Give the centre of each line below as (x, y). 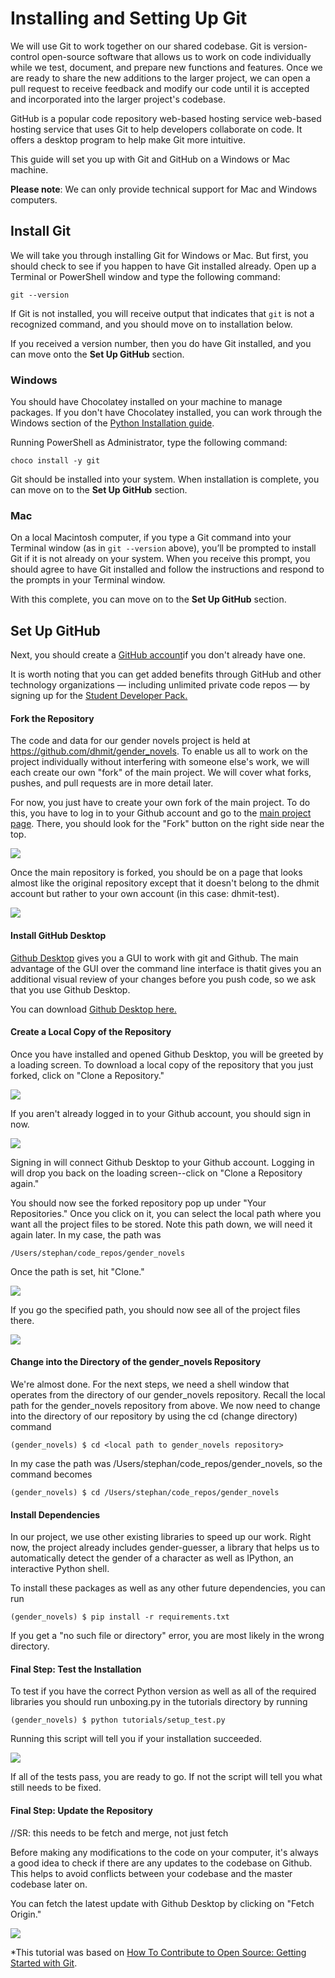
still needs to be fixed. (56, 1788)
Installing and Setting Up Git (129, 18)
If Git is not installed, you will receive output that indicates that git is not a (162, 313)
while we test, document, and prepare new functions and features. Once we (166, 67)
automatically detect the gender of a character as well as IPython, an (152, 1558)
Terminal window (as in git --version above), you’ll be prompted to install (163, 548)
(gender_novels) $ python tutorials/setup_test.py (118, 1720)
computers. (34, 199)
